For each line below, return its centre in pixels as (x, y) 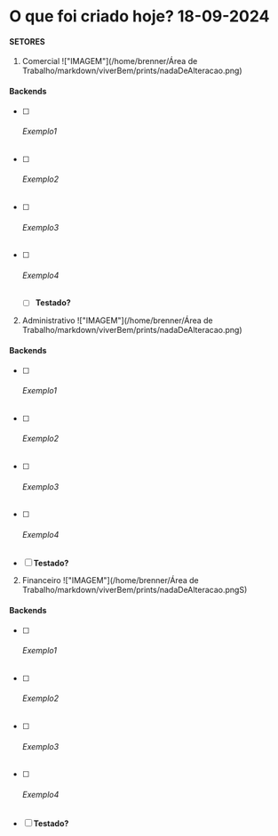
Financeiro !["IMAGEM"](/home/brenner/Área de (110, 580)
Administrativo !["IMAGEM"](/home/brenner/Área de (117, 321)
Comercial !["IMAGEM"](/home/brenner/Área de (110, 61)
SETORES (28, 41)
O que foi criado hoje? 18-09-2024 (139, 16)
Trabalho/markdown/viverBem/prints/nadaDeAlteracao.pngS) (135, 590)
